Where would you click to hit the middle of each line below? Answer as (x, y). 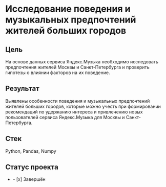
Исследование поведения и (68, 9)
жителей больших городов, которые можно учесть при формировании (83, 106)
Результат (23, 89)
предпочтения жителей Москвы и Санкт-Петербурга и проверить (77, 67)
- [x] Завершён (29, 179)
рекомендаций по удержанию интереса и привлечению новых (74, 112)
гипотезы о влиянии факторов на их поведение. (58, 73)
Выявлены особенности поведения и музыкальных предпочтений (78, 101)
